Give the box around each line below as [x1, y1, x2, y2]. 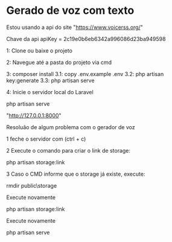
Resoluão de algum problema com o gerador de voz [6, 123, 135, 130]
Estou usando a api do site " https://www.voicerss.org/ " [6, 24, 143, 31]
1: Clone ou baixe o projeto [6, 46, 72, 54]
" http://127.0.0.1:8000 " [6, 112, 62, 119]
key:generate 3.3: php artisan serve [6, 77, 95, 84]
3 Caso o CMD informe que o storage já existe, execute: [6, 170, 145, 177]
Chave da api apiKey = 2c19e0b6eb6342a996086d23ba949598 [6, 35, 166, 42]
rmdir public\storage [6, 182, 57, 189]
